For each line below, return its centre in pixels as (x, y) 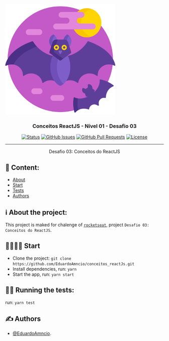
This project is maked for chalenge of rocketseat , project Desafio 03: (77, 225)
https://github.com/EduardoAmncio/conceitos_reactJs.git (73, 264)
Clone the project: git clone (42, 258)
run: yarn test (20, 302)
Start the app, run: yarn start (43, 274)
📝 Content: (22, 167)
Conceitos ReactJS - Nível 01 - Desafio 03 (84, 126)
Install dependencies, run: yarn (45, 269)
